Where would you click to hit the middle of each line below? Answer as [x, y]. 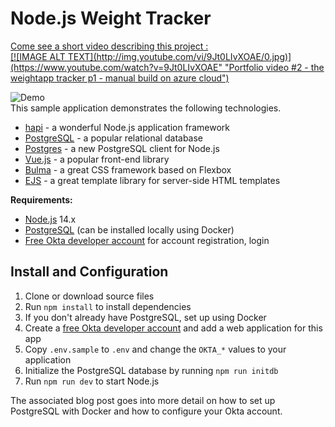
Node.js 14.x [50, 219]
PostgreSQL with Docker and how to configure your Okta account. [146, 411]
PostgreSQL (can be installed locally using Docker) [129, 229]
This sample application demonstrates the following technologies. [146, 108]
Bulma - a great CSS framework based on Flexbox [128, 169]
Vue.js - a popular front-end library [97, 159]
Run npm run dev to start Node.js [92, 381]
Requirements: [41, 199]
